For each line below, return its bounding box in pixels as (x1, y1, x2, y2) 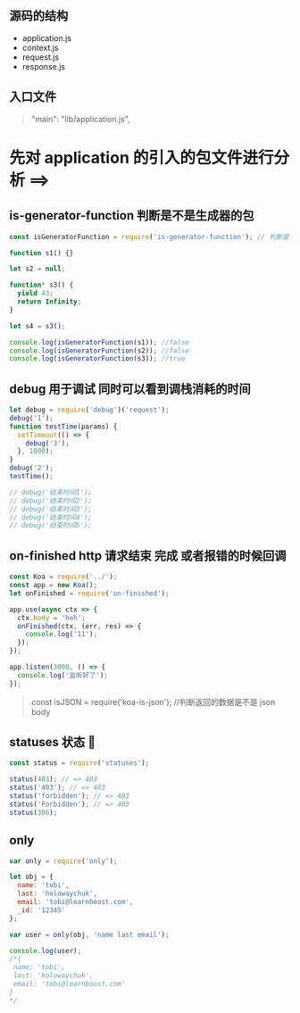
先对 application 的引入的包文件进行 (9, 147, 274, 168)
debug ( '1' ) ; (9, 413, 54, 422)
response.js (21, 61, 65, 71)
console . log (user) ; (9, 946, 82, 955)
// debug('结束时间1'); (9, 487, 92, 497)
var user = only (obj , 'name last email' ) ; (9, 930, 170, 939)
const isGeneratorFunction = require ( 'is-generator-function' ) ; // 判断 (9, 232, 283, 241)
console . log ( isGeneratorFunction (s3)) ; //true (9, 354, 186, 363)
